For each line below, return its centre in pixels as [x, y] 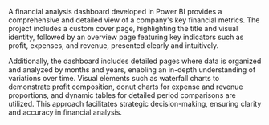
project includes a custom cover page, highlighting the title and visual [123, 28]
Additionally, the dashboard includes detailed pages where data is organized [135, 61]
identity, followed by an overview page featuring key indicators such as [126, 37]
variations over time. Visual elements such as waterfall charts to [114, 78]
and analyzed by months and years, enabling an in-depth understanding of [132, 70]
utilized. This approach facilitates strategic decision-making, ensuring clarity [135, 104]
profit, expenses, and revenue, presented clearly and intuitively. [114, 46]
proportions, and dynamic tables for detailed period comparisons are [122, 95]
